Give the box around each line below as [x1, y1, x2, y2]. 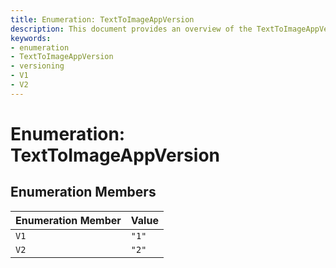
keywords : [10, 33, 52, 43]
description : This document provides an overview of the [10, 24, 253, 34]
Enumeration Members [10, 184, 157, 201]
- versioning [10, 61, 65, 71]
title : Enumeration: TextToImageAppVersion [10, 14, 195, 25]
